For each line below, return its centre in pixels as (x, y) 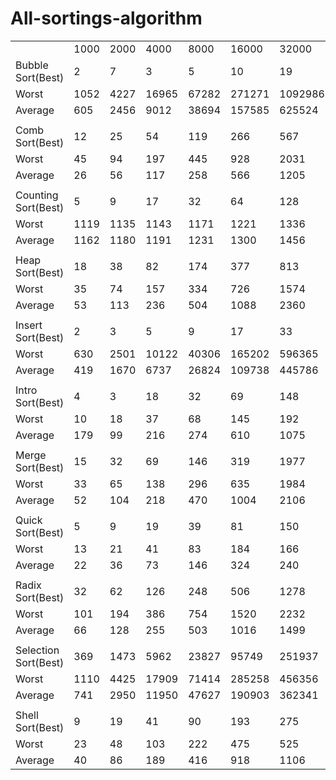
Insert (29, 325)
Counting (37, 195)
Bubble (32, 65)
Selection (37, 650)
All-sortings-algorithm (106, 18)
